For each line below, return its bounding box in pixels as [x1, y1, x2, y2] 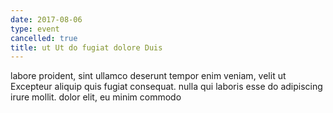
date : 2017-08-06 [10, 14, 83, 25]
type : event [10, 24, 60, 34]
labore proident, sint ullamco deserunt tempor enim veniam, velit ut [10, 70, 287, 82]
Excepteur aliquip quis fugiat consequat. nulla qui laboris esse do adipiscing [10, 81, 323, 93]
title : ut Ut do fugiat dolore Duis [10, 42, 163, 53]
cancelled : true [10, 33, 78, 43]
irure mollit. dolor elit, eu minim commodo [10, 91, 182, 103]
